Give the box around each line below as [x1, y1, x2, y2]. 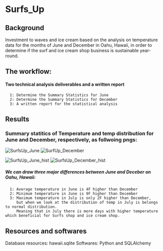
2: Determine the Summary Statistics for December [10, 97, 118, 102]
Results [5, 114, 30, 123]
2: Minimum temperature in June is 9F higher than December [10, 191, 138, 196]
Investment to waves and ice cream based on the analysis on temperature [5, 37, 158, 43]
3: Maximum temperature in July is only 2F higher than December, [10, 196, 151, 201]
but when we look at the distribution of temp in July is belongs [16, 200, 158, 205]
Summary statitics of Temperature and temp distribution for [5, 130, 154, 137]
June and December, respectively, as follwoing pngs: [5, 136, 137, 143]
